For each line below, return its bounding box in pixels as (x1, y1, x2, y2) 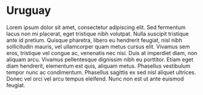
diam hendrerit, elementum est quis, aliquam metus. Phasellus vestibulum (6, 62, 191, 70)
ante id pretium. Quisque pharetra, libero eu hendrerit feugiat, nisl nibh (6, 36, 182, 44)
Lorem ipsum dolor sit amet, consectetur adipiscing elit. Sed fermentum (6, 24, 186, 31)
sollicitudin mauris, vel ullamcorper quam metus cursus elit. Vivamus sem (6, 43, 190, 50)
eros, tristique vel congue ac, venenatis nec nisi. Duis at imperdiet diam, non (6, 49, 198, 56)
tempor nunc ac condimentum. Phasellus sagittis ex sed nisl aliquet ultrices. (6, 68, 196, 76)
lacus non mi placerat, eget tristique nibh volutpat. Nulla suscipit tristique (6, 30, 189, 37)
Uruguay (6, 4, 52, 18)
